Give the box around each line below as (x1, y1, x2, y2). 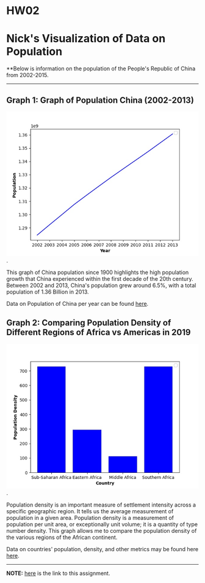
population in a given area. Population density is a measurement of (6, 514, 174, 521)
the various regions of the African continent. (6, 533, 118, 541)
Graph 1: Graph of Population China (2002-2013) (6, 95, 194, 105)
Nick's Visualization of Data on (6, 32, 166, 46)
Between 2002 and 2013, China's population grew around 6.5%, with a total (6, 281, 196, 289)
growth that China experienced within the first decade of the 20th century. (6, 275, 193, 282)
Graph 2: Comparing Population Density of (6, 317, 171, 328)
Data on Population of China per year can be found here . (6, 300, 149, 307)
